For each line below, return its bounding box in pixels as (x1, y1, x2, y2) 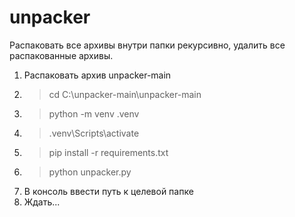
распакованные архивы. (9, 49, 114, 61)
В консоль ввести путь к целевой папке (23, 185, 194, 197)
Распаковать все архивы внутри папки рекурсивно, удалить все (9, 39, 286, 51)
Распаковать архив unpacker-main (23, 69, 172, 81)
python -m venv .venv (48, 107, 140, 120)
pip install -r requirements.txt (48, 146, 169, 158)
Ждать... (23, 196, 61, 208)
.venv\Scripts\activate (48, 127, 140, 139)
